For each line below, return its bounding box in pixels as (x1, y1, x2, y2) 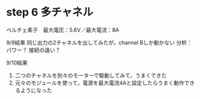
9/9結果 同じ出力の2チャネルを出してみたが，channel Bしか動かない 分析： (6, 39, 192, 46)
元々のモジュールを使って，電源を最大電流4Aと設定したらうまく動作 (14, 79, 184, 86)
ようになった (20, 86, 52, 94)
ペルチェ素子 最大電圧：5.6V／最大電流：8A (6, 26, 120, 33)
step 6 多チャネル (6, 5, 94, 19)
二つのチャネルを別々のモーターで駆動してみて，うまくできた (14, 72, 167, 79)
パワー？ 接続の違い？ (6, 46, 61, 54)
